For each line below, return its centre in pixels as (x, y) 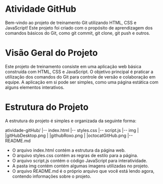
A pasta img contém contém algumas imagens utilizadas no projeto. (81, 166)
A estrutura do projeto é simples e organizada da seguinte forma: (71, 121)
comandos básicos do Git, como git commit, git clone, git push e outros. (78, 33)
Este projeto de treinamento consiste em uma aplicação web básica (73, 66)
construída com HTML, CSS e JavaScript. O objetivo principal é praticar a (79, 72)
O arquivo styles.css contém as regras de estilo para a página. (75, 155)
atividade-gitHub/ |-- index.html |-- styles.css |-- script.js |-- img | (72, 130)
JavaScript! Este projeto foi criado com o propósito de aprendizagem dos (79, 27)
